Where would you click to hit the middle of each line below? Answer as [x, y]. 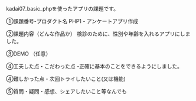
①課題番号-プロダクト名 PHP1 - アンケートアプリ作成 [72, 21]
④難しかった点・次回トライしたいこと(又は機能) [66, 79]
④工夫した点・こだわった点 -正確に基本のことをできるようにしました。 [94, 66]
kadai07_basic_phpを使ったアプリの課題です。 [63, 9]
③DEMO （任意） [29, 54]
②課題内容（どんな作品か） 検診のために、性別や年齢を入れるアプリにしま [98, 34]
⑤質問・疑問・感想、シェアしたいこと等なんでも [66, 91]
